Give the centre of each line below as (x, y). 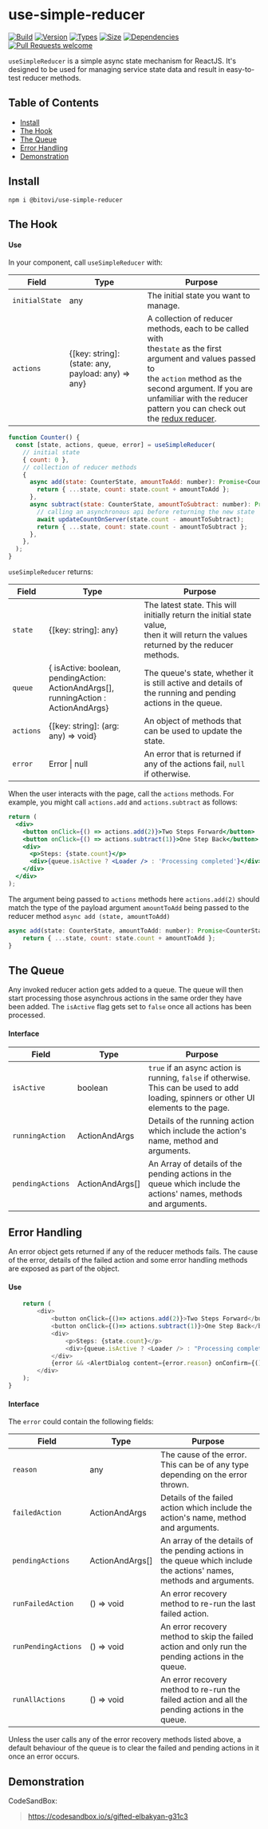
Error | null (69, 764)
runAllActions (39, 1700)
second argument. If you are (200, 389)
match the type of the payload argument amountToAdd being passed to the (129, 907)
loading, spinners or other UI (201, 1098)
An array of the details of (207, 1541)
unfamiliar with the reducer (198, 399)
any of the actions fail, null (195, 764)
